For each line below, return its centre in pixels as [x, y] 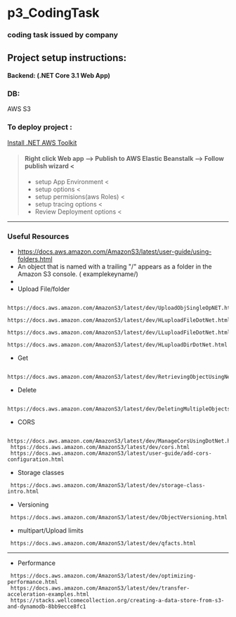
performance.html [33, 582]
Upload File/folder [44, 289]
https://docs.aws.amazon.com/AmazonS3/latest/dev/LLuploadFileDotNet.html [119, 333]
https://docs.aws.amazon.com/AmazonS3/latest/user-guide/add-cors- [111, 454]
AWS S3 [19, 109]
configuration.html [36, 460]
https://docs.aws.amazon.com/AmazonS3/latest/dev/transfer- [100, 588]
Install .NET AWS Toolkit [42, 143]
